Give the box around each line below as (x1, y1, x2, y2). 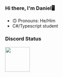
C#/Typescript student (12, 23, 58, 29)
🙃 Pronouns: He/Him (12, 18, 56, 24)
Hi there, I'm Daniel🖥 (5, 4, 55, 11)
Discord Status (5, 36, 42, 42)
